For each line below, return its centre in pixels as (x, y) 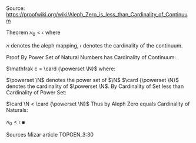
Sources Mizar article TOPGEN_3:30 (50, 134)
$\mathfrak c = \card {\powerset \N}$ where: (61, 69)
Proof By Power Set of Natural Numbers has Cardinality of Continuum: (91, 57)
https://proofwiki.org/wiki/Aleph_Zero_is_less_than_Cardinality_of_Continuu (97, 15)
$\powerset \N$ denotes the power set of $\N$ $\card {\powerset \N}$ (93, 80)
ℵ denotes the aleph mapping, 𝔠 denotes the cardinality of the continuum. (94, 45)
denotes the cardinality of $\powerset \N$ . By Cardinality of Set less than (95, 86)
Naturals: (17, 110)
